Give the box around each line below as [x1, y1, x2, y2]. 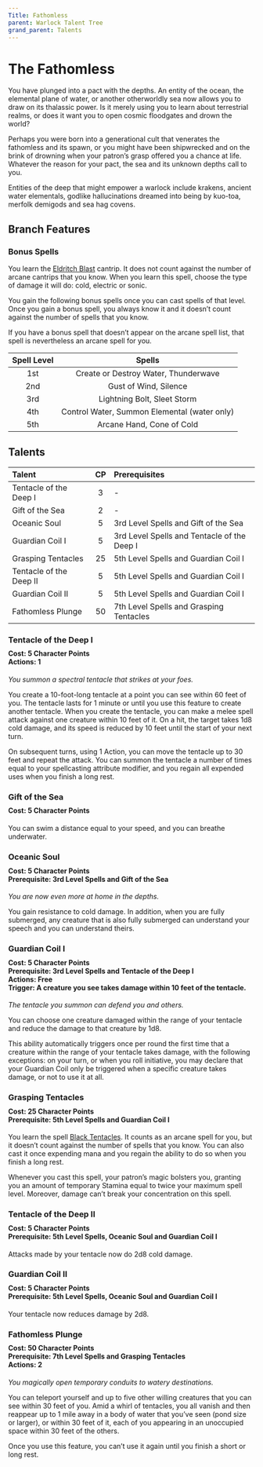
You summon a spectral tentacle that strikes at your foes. [8, 675, 194, 684]
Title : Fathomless [8, 11, 68, 20]
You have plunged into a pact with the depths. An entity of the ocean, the [8, 86, 244, 95]
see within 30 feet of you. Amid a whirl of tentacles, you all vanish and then [8, 1401, 250, 1410]
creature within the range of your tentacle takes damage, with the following [8, 1048, 250, 1057]
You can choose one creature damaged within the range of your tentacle [8, 1015, 243, 1025]
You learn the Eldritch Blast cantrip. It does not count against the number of [8, 264, 252, 273]
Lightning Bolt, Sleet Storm [99, 393, 197, 404]
